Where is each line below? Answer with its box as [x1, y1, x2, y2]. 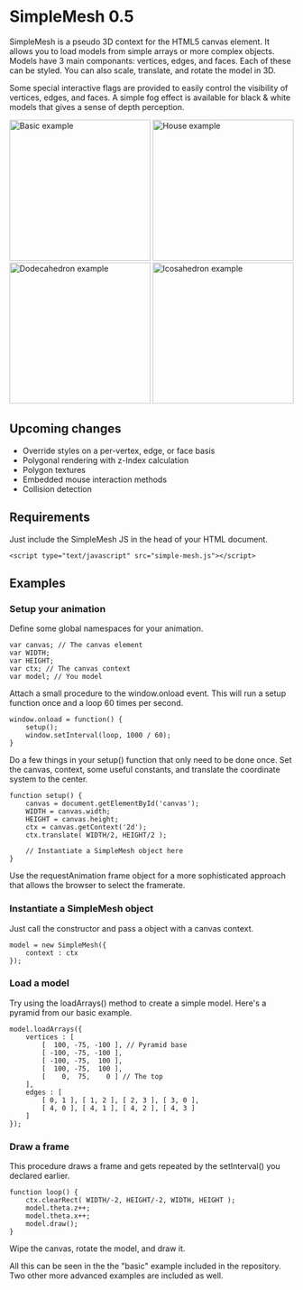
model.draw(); [25, 1220, 78, 1229]
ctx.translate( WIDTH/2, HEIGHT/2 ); [25, 831, 168, 840]
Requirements [9, 510, 90, 525]
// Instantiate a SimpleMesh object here [25, 847, 183, 856]
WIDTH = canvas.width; [25, 807, 111, 816]
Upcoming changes [9, 422, 122, 437]
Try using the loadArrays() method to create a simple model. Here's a [9, 998, 267, 1008]
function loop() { [9, 1188, 78, 1197]
